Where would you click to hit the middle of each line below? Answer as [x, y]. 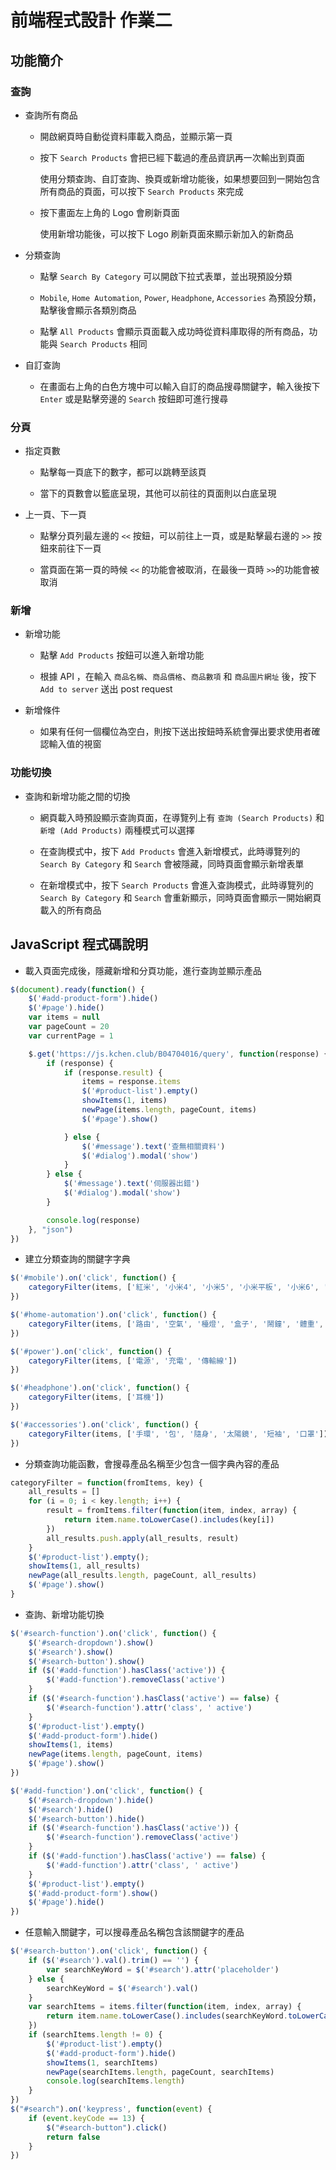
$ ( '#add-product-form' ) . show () [93, 1893]
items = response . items [131, 1082]
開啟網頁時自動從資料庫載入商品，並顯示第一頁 [136, 136]
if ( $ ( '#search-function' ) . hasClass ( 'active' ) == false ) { [154, 1699]
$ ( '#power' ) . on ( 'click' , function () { [91, 1351]
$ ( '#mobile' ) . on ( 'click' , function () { [93, 1278]
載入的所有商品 [70, 910]
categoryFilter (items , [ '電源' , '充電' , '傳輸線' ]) [133, 1361]
